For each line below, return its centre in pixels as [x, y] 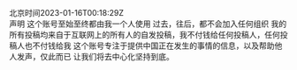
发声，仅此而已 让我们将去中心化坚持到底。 [95, 56]
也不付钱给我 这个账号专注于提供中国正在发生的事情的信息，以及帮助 [149, 45]
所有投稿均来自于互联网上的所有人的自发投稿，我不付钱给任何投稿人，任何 [145, 35]
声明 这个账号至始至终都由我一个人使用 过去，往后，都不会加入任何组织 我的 [148, 24]
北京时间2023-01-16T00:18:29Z [67, 13]
